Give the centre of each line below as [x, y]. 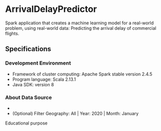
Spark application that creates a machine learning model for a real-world [80, 23]
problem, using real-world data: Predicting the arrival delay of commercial [81, 28]
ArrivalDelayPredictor [51, 9]
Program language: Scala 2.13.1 [44, 79]
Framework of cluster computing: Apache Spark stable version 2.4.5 [82, 74]
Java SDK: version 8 [33, 84]
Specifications [28, 49]
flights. [12, 33]
